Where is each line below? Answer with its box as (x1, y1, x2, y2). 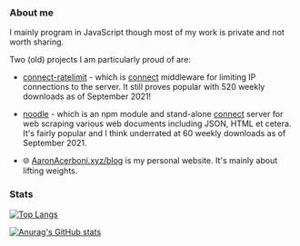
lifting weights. (22, 165, 78, 176)
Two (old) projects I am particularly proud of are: (9, 54, 191, 65)
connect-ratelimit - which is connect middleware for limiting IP (22, 72, 256, 83)
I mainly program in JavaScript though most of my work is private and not (9, 27, 285, 38)
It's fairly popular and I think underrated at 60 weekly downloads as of (22, 128, 286, 139)
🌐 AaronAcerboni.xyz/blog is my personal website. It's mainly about (22, 155, 278, 166)
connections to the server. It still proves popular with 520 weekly (22, 82, 265, 93)
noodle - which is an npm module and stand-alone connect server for (22, 109, 284, 120)
